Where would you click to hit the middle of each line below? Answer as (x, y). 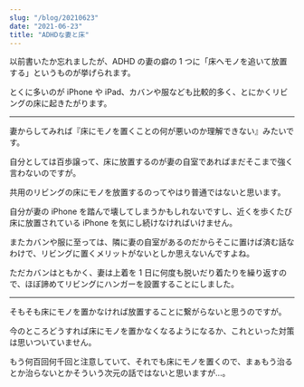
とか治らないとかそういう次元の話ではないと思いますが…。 (120, 373)
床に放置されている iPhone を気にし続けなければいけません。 (123, 223)
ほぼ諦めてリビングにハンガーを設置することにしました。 (132, 284)
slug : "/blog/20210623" (54, 18)
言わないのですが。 (45, 173)
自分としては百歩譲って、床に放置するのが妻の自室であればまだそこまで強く (152, 162)
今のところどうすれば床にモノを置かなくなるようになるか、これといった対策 (152, 331)
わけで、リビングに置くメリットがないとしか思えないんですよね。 (132, 254)
